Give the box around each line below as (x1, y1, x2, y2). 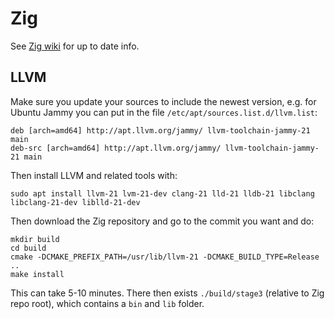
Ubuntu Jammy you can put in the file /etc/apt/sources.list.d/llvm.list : (10, 106, 318, 118)
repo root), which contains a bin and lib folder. (10, 297, 205, 309)
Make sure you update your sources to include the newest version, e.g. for (10, 95, 317, 107)
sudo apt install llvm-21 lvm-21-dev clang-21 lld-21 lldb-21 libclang (10, 188, 315, 199)
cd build (10, 243, 47, 253)
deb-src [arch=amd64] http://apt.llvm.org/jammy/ (10, 143, 222, 153)
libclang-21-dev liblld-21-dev (10, 197, 141, 207)
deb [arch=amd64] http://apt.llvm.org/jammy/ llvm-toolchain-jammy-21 (10, 125, 311, 136)
